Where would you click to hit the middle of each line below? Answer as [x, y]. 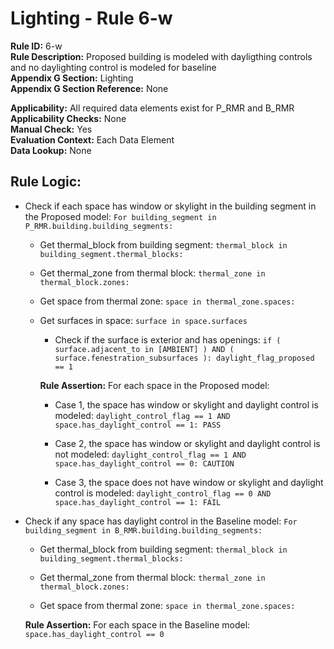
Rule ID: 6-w [36, 46]
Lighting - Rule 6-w [91, 18]
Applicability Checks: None [68, 118]
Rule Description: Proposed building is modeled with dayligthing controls [161, 56]
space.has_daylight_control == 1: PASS [138, 425]
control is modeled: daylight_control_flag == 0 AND [163, 493]
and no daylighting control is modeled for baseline [113, 67]
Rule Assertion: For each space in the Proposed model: [154, 385]
